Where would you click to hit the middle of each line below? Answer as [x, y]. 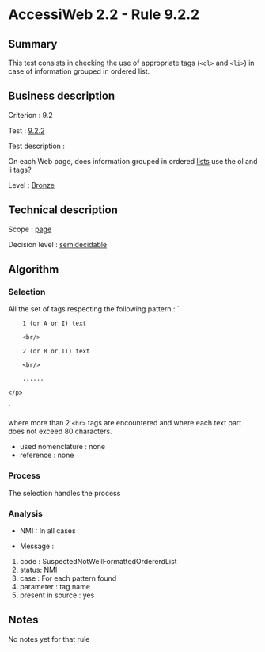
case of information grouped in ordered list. [79, 71]
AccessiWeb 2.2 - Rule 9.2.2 [104, 15]
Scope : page [30, 229]
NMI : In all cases [48, 530]
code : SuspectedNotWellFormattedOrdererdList [98, 561]
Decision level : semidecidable [58, 244]
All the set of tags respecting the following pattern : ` [94, 309]
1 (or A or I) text [55, 324]
